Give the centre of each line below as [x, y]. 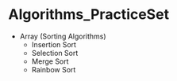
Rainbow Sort [54, 69]
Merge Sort [50, 61]
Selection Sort [55, 53]
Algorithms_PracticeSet [88, 15]
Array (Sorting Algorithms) [63, 36]
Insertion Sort [54, 44]
